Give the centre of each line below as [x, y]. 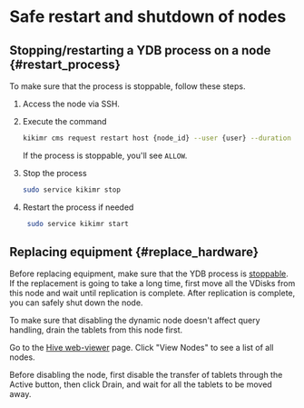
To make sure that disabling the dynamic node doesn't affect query [135, 321]
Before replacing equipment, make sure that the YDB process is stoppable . [149, 274]
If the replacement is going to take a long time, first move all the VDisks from [152, 284]
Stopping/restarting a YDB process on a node [140, 50]
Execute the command [64, 121]
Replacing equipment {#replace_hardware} [134, 252]
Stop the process [55, 173]
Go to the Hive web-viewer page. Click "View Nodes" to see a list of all [142, 348]
